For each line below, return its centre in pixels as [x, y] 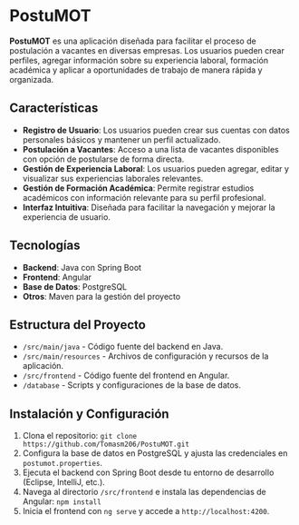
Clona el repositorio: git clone [80, 436]
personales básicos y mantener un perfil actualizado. [121, 139]
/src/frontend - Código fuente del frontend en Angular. [126, 376]
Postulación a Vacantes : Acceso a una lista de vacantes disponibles [150, 149]
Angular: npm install [62, 501]
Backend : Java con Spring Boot [82, 267]
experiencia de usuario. [67, 217]
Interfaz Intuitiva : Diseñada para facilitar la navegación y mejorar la [149, 207]
